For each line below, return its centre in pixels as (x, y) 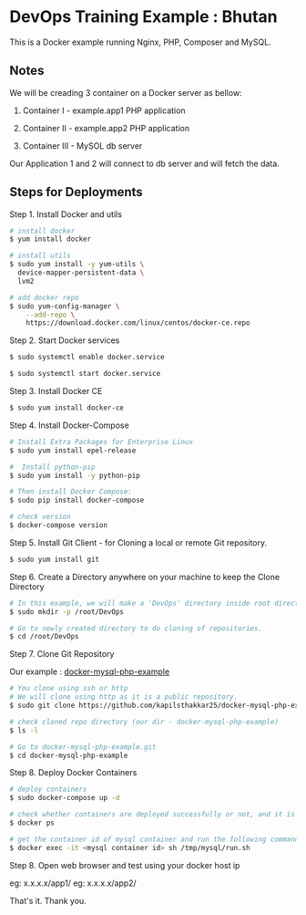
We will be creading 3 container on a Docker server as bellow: (126, 92)
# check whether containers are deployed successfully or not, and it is (153, 815)
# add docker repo (44, 297)
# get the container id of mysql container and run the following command (154, 839)
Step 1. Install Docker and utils (66, 214)
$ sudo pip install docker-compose (77, 500)
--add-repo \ (51, 315)
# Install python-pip (52, 467)
